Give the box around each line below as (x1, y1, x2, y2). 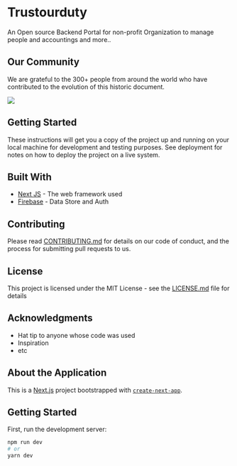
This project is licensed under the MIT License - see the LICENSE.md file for (7, 284, 230, 292)
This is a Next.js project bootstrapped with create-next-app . (7, 386, 183, 394)
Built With (7, 171, 52, 183)
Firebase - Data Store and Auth (17, 197, 109, 206)
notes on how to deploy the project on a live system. (7, 150, 160, 159)
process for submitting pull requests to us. (7, 245, 131, 253)
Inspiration (17, 339, 49, 347)
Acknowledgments (7, 312, 94, 324)
